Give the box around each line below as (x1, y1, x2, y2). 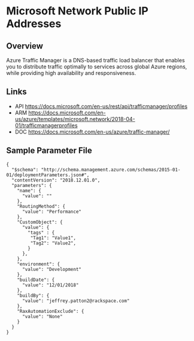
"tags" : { (28, 230, 55, 236)
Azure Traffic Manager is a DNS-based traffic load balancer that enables (6, 57, 185, 64)
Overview (6, 41, 44, 51)
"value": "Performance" (22, 209, 82, 215)
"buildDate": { (17, 277, 55, 283)
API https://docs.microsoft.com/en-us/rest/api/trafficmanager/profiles (14, 102, 187, 110)
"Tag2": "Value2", (30, 240, 77, 246)
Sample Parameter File (6, 146, 92, 156)
